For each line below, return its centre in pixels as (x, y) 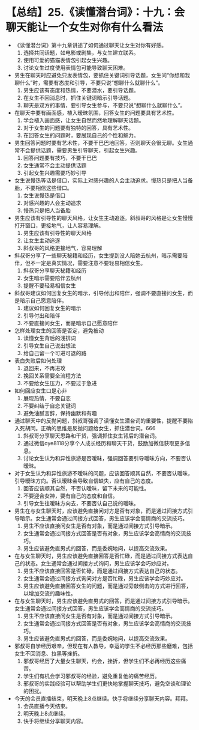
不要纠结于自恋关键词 (49, 406)
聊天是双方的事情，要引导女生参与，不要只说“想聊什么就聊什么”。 (104, 105)
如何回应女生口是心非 (40, 391)
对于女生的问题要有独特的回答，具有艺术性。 (79, 127)
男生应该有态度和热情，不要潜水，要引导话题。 (81, 90)
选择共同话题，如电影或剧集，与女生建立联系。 (81, 52)
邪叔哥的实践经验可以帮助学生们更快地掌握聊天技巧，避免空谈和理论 (107, 683)
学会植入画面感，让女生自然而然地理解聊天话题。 (84, 120)
